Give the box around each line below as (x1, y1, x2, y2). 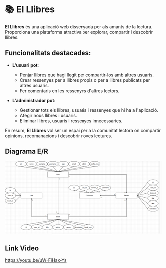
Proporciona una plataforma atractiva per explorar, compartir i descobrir (5, 29, 153, 35)
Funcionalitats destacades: (5, 49, 91, 57)
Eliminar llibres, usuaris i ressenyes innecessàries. (19, 118, 123, 124)
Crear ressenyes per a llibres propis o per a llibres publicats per (19, 77, 150, 83)
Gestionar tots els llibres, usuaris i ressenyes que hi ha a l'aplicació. (19, 107, 158, 113)
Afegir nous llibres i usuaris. (19, 112, 77, 118)
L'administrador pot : (12, 97, 56, 103)
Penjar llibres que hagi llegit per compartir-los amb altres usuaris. (19, 72, 154, 78)
